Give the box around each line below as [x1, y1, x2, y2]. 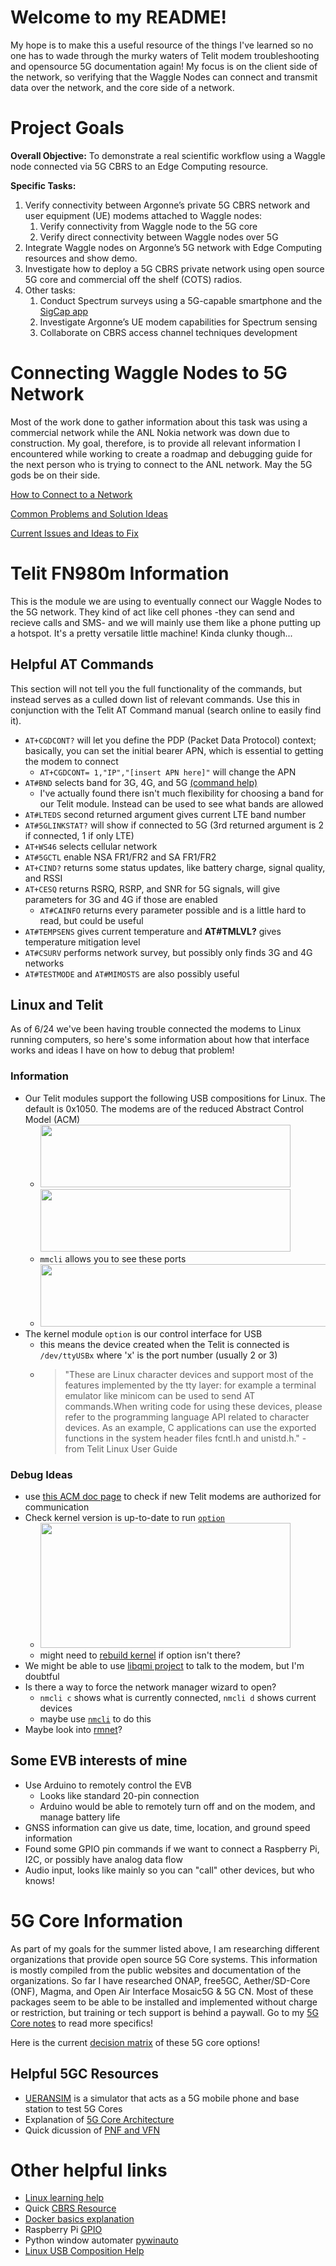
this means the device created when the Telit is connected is [39, 1338, 290, 1350]
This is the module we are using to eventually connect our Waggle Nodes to [10, 595, 322, 607]
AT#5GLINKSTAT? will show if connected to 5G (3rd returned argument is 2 [24, 819, 324, 831]
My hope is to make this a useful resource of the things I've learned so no [10, 39, 314, 51]
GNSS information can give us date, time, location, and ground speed [24, 1821, 311, 1833]
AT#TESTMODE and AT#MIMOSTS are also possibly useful [24, 967, 240, 980]
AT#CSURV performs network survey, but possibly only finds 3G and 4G [24, 946, 313, 958]
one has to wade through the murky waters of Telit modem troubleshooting [10, 49, 320, 61]
